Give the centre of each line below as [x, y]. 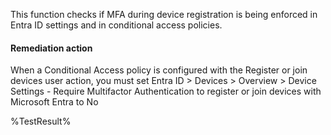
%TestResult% [41, 121]
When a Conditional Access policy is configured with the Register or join [159, 70]
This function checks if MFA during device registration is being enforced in [164, 14]
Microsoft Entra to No [54, 102]
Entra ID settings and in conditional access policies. [116, 25]
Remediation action [51, 48]
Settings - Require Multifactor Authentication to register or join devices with [166, 91]
